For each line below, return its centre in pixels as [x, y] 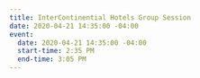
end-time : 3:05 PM [52, 59]
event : [22, 34]
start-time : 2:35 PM [56, 51]
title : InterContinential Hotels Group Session [100, 17]
